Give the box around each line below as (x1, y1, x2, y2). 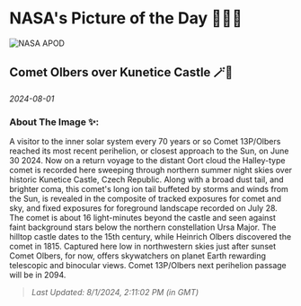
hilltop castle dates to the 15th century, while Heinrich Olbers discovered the (9, 232, 292, 242)
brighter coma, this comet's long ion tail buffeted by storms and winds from (9, 184, 289, 195)
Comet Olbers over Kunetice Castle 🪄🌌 (9, 65, 234, 80)
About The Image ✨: (9, 116, 100, 128)
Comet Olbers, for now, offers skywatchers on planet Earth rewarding (9, 250, 267, 261)
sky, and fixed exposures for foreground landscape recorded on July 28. (9, 203, 279, 214)
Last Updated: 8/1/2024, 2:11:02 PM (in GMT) (31, 287, 199, 298)
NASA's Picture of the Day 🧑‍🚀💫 (9, 8, 243, 29)
